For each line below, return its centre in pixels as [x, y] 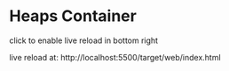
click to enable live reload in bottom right [83, 40]
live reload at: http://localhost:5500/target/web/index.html [115, 57]
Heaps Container [73, 16]
